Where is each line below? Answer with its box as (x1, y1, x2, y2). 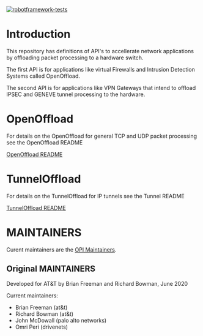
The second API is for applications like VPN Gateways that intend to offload (6, 84, 196, 91)
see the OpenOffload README (6, 138, 83, 146)
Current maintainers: (6, 291, 58, 299)
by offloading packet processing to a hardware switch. (6, 54, 144, 61)
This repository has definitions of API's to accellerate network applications (6, 47, 194, 54)
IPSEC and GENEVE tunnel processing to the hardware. (6, 91, 146, 98)
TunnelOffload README (6, 204, 66, 211)
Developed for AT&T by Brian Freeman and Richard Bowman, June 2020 (6, 280, 188, 287)
